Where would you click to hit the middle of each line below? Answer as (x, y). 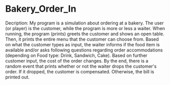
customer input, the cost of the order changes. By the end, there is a (77, 61)
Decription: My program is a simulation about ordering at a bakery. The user (84, 23)
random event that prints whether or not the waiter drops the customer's (81, 66)
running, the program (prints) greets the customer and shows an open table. (85, 34)
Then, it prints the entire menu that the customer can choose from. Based (82, 39)
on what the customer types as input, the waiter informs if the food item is (82, 44)
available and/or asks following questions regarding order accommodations (84, 50)
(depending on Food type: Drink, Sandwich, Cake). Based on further (76, 55)
